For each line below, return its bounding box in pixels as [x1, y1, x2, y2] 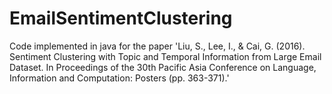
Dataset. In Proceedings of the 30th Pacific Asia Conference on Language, [9, 61, 317, 73]
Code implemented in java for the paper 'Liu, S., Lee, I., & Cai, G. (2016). [9, 40, 306, 52]
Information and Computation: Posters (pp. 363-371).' [9, 72, 230, 84]
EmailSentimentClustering [9, 7, 233, 30]
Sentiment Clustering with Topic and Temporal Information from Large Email [9, 50, 322, 62]
